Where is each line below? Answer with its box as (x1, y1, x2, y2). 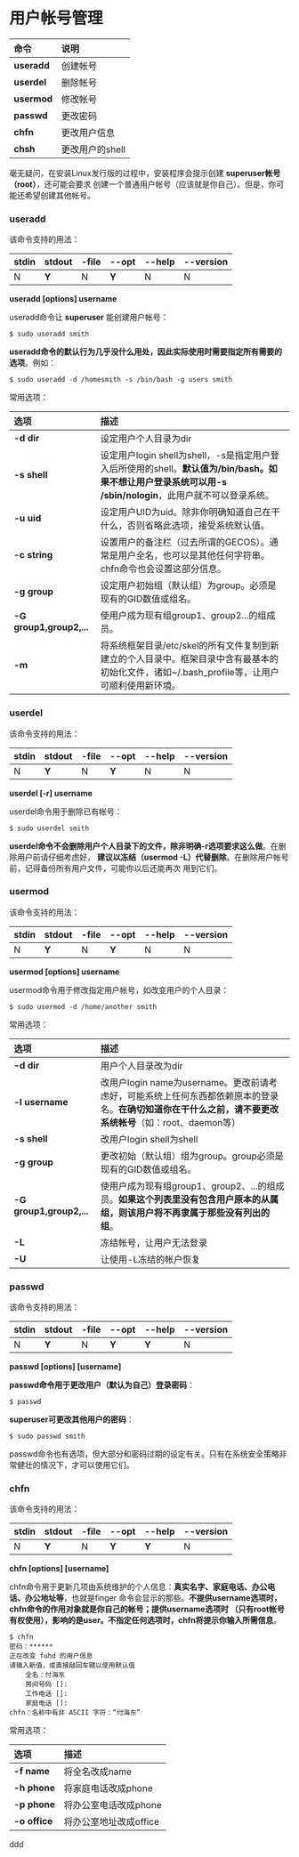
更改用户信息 (61, 126, 116, 139)
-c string (13, 549, 53, 561)
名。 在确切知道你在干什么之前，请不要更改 (101, 1102, 279, 1115)
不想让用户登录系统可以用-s (109, 476, 227, 488)
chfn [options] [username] (9, 1563, 109, 1574)
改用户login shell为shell (101, 1133, 198, 1145)
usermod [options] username (9, 966, 120, 977)
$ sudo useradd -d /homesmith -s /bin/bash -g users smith (9, 375, 233, 384)
